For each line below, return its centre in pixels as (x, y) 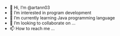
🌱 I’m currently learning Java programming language (62, 18)
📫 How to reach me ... (32, 28)
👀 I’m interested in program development (50, 13)
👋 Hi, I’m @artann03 (30, 8)
